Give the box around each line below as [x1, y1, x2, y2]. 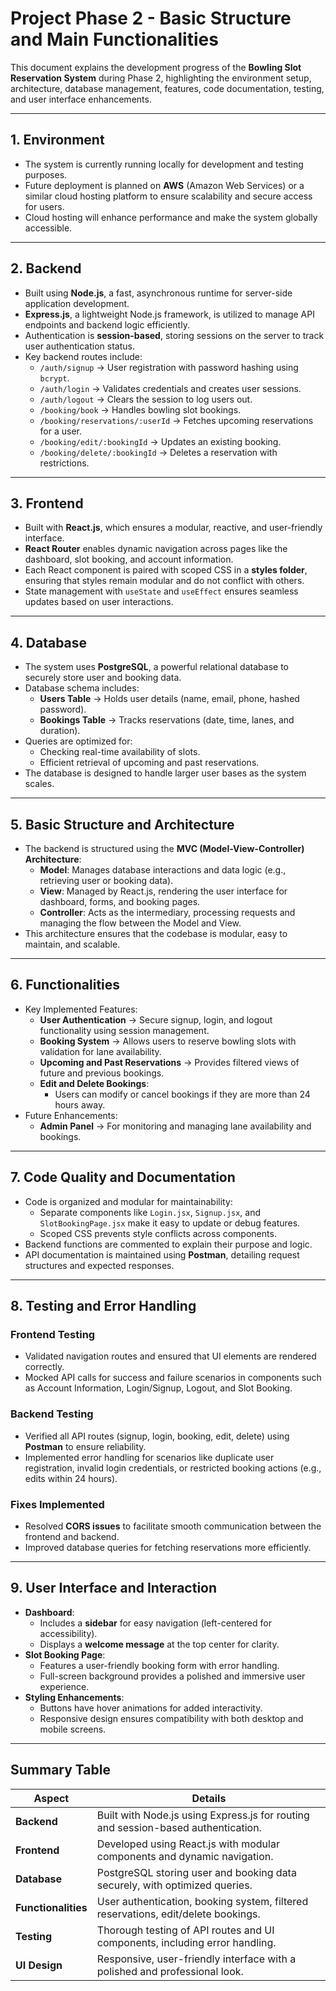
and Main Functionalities [10, 28, 219, 51]
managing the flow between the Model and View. [39, 917, 242, 929]
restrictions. [39, 457, 90, 469]
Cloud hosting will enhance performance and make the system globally [24, 211, 318, 223]
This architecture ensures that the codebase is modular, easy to [24, 928, 288, 939]
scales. [24, 778, 55, 790]
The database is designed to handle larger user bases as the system [24, 767, 307, 779]
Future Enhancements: [24, 1109, 118, 1121]
